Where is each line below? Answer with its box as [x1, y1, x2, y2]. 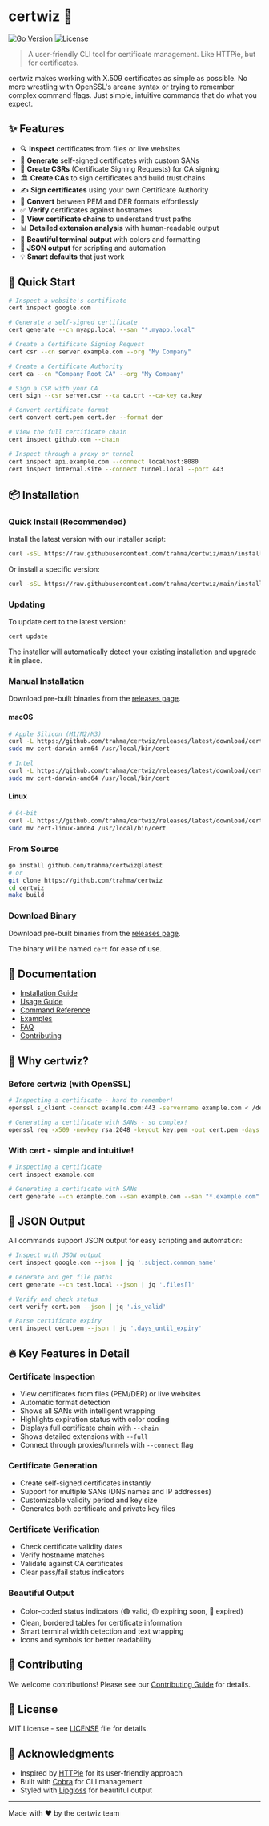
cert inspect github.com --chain [8, 435, 120, 443]
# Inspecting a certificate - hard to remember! [8, 1097, 174, 1105]
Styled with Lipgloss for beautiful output [19, 1785, 153, 1795]
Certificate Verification [8, 1524, 100, 1535]
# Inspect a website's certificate [8, 297, 127, 305]
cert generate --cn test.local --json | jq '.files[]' [8, 1280, 195, 1289]
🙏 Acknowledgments [8, 1747, 114, 1760]
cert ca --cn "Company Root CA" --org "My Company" [8, 370, 184, 378]
